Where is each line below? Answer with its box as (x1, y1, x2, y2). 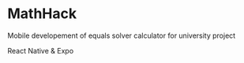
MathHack (7, 5, 77, 23)
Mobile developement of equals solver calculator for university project (7, 31, 236, 40)
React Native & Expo (7, 46, 74, 55)
